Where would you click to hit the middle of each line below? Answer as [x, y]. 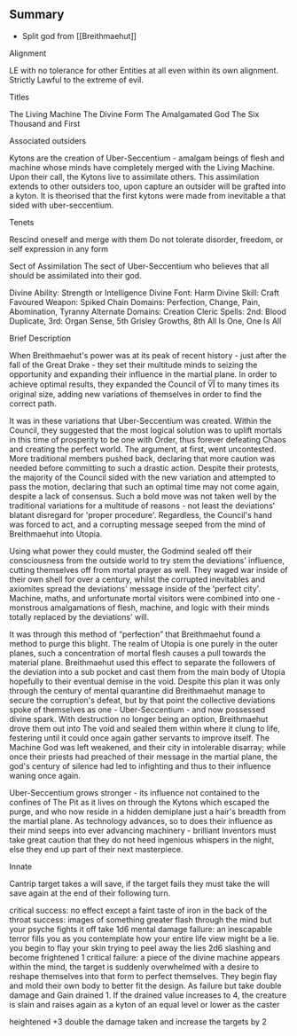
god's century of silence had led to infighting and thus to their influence [140, 765]
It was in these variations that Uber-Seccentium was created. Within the [141, 420]
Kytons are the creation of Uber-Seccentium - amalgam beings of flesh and [147, 158]
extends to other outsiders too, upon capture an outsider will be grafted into [148, 186]
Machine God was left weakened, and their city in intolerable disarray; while [148, 747]
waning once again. [45, 775]
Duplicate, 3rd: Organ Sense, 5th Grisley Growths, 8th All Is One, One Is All [145, 321]
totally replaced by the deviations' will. [79, 616]
